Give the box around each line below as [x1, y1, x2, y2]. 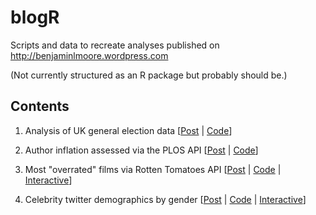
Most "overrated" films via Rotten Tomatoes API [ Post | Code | [24, 163, 282, 175]
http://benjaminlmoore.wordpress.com [10, 49, 169, 61]
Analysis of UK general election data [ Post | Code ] [24, 124, 233, 136]
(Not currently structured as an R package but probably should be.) [10, 69, 288, 81]
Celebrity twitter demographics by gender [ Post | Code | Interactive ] [24, 193, 307, 205]
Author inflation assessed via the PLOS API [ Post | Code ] [24, 144, 259, 156]
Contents [10, 98, 70, 115]
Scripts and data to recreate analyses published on [10, 39, 220, 51]
